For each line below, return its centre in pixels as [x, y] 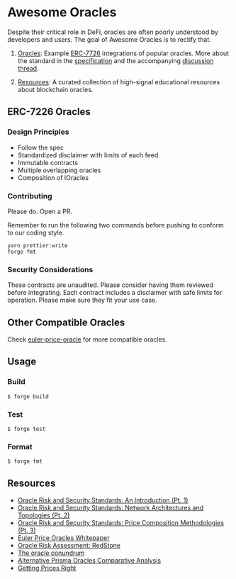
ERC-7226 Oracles [49, 112]
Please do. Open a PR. [40, 211]
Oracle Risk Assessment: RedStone [69, 546]
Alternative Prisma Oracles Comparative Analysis [89, 561]
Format [20, 446]
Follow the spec [41, 147]
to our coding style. [36, 232]
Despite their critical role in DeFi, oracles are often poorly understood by [113, 32]
